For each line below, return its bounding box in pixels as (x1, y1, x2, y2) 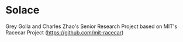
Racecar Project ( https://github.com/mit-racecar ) (5, 29, 124, 36)
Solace (5, 3, 40, 17)
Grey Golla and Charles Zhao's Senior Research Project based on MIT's (5, 23, 178, 30)
